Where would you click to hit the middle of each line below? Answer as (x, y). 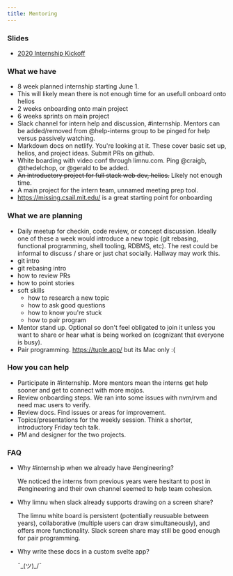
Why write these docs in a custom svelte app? (83, 552)
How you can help (38, 367)
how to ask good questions (66, 305)
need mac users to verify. (54, 404)
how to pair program (57, 320)
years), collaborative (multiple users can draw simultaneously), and (114, 523)
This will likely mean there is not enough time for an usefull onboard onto (122, 94)
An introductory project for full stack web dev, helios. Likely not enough (120, 176)
